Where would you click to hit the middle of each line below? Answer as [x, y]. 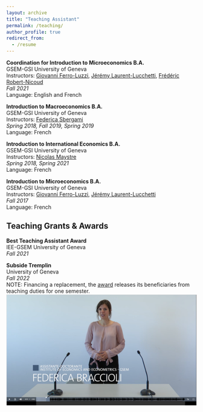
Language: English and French [44, 95]
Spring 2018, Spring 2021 [38, 163]
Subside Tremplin [29, 265]
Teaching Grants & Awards [57, 226]
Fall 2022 [18, 278]
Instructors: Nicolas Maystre [41, 157]
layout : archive [27, 13]
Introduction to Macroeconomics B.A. [54, 106]
